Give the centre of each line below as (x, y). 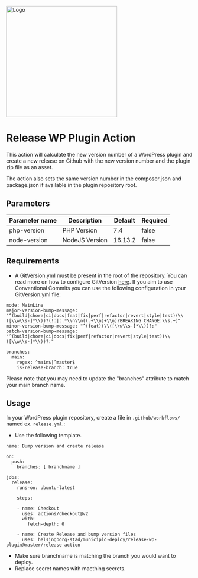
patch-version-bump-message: (42, 331)
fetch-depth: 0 (46, 524)
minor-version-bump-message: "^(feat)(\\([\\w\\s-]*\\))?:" (82, 326)
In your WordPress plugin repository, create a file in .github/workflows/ (93, 418)
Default (124, 220)
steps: (25, 498)
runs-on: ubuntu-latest (46, 488)
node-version (28, 240)
